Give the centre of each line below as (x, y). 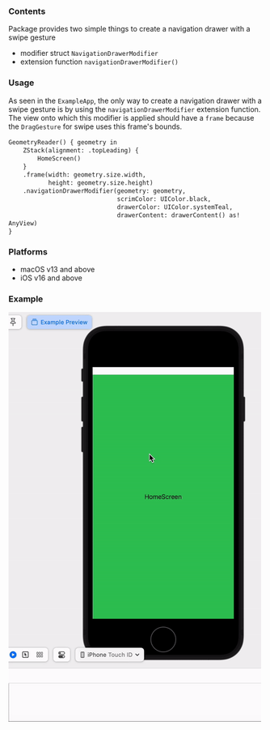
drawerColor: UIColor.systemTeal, (175, 207)
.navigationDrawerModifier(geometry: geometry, (104, 191)
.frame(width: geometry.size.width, (85, 175)
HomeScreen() (59, 158)
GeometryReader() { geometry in (63, 142)
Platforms (28, 251)
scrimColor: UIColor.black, (164, 199)
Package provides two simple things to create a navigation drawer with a (129, 29)
